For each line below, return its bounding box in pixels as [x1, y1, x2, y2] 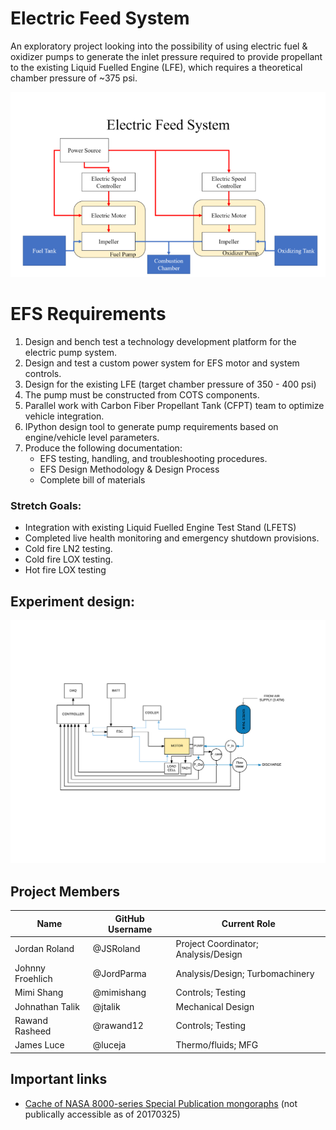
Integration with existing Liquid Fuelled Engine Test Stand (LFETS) [24, 522, 297, 534]
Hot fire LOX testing [24, 564, 107, 576]
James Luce [14, 1039, 65, 1051]
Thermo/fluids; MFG [175, 1039, 259, 1051]
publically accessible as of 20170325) [24, 1108, 181, 1120]
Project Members [10, 883, 121, 900]
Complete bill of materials [39, 473, 146, 486]
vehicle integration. [24, 410, 105, 422]
